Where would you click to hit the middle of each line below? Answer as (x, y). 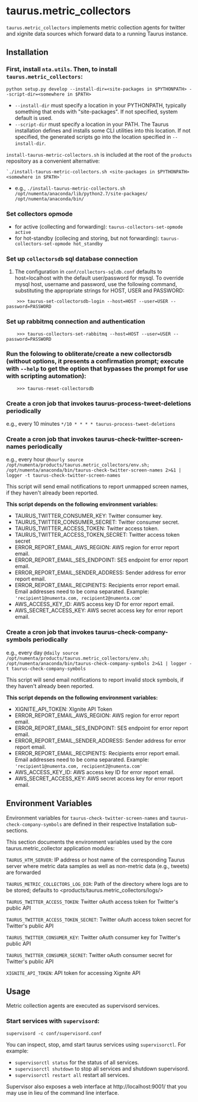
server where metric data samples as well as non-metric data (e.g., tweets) (98, 866)
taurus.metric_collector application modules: (60, 848)
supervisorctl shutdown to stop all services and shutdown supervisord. (102, 1068)
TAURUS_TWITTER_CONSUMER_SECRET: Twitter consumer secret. (97, 522)
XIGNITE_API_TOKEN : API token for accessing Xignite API (73, 973)
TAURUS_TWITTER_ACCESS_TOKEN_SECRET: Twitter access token (97, 535)
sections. (17, 830)
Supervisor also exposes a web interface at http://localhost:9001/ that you (97, 1086)
